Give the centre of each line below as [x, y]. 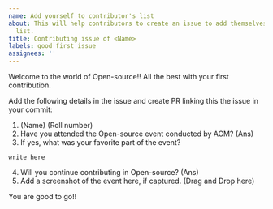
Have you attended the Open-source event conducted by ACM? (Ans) [137, 134]
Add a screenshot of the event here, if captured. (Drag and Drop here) [137, 181]
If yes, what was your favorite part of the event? [100, 142]
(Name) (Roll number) [56, 125]
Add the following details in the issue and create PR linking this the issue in [133, 101]
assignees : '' [32, 53]
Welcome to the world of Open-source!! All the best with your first [119, 77]
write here [27, 157]
